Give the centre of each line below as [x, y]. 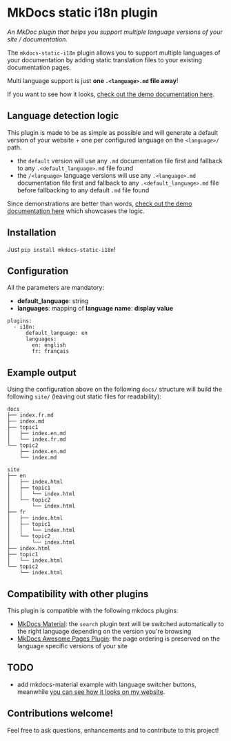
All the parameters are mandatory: [56, 288]
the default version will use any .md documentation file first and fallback [120, 161]
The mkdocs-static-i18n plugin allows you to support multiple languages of [114, 53]
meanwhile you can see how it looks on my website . [91, 692]
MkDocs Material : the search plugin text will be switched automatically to [120, 624]
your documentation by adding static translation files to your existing [104, 60]
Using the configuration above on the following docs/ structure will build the [115, 390]
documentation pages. [39, 67]
